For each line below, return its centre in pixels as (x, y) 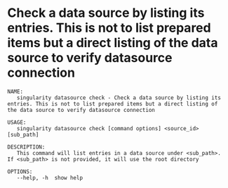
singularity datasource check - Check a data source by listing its (119, 98)
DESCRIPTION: (26, 147)
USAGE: (17, 122)
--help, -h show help (49, 177)
